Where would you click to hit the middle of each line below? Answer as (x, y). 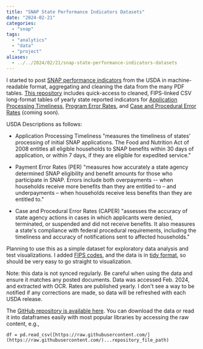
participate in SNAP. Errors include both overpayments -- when (94, 180)
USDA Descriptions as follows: (44, 124)
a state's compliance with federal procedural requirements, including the (106, 230)
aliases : (17, 57)
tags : (13, 35)
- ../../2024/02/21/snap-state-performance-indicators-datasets (95, 63)
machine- (180, 80)
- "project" (27, 52)
